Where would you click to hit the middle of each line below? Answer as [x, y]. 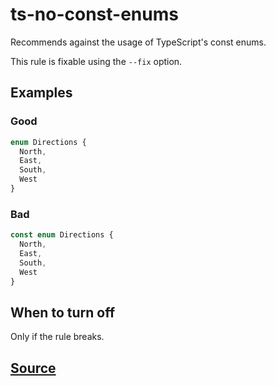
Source [33, 368]
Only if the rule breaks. [57, 337]
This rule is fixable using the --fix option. [96, 61]
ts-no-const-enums [94, 14]
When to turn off [62, 312]
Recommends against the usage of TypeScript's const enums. [138, 42]
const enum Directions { [62, 235]
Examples [41, 93]
